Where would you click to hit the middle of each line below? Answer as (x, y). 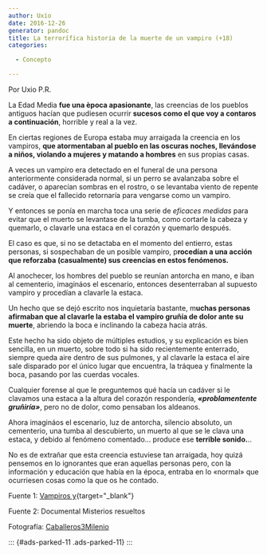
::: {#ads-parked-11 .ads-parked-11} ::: (71, 542)
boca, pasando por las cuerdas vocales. (74, 375)
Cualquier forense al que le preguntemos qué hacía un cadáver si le (119, 390)
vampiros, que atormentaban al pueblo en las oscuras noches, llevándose (132, 146)
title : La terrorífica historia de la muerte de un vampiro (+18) (121, 38)
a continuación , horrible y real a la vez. (73, 122)
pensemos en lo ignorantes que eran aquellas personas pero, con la (120, 463)
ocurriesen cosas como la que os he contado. (84, 480)
